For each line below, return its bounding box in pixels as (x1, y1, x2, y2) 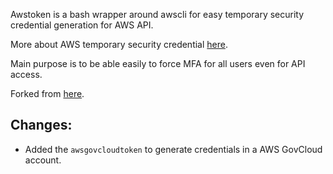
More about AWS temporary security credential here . (10, 39, 228, 50)
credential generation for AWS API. (10, 19, 154, 31)
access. (10, 69, 43, 80)
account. (24, 154, 62, 166)
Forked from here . (10, 88, 85, 99)
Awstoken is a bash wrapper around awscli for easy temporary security (10, 9, 305, 20)
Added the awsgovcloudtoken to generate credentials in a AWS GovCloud (24, 143, 323, 155)
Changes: (10, 117, 73, 134)
